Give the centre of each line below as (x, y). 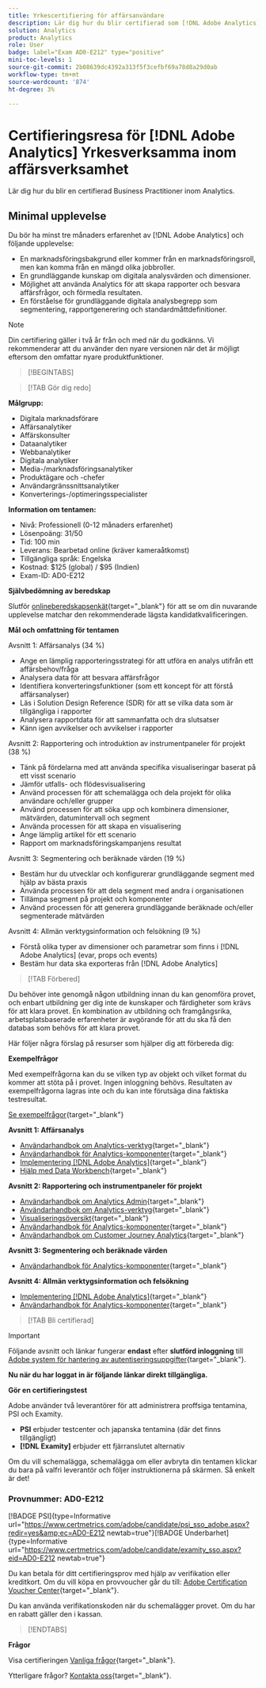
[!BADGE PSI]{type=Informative (59, 1516)
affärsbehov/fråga (49, 669)
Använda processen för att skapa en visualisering (101, 826)
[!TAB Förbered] (54, 979)
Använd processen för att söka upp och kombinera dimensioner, (124, 810)
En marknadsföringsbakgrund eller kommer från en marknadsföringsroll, (137, 259)
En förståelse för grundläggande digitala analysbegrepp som (118, 301)
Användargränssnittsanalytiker (70, 486)
